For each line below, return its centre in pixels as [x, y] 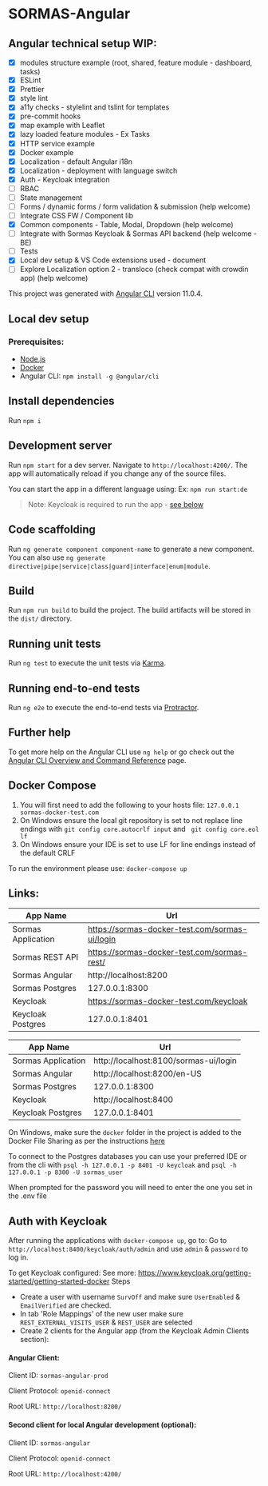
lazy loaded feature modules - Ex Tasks [85, 134]
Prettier [32, 90]
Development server [60, 446]
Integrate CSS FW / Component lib [77, 216]
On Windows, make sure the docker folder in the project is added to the [125, 1132]
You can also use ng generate [57, 557]
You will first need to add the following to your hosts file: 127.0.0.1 [129, 805]
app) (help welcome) [54, 278]
